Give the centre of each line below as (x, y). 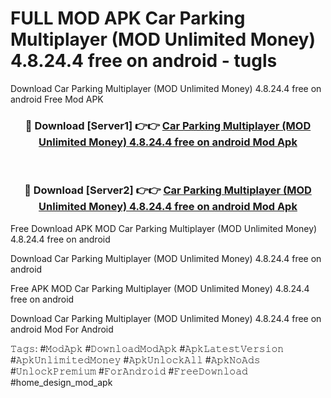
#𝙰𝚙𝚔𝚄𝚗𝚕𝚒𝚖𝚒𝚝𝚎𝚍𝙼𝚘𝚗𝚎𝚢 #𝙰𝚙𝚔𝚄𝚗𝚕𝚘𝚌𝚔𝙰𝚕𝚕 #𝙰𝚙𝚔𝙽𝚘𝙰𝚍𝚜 (135, 359)
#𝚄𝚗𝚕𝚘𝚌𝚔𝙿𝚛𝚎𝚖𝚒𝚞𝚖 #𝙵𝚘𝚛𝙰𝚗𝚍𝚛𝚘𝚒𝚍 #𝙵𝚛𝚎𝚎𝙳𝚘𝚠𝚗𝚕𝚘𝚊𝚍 (129, 371)
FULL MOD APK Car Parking (128, 18)
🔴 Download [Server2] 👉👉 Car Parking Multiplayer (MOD (168, 190)
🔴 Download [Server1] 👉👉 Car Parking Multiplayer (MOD (168, 125)
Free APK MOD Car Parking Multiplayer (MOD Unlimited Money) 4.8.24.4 (160, 288)
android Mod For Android (62, 329)
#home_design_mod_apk (61, 382)
